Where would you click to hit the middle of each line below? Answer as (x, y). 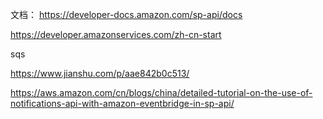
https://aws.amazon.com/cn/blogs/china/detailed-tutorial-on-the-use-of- (161, 92)
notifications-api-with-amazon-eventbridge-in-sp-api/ (122, 103)
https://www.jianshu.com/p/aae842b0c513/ (100, 73)
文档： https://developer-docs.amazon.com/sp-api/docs (126, 14)
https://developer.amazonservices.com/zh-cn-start (116, 34)
